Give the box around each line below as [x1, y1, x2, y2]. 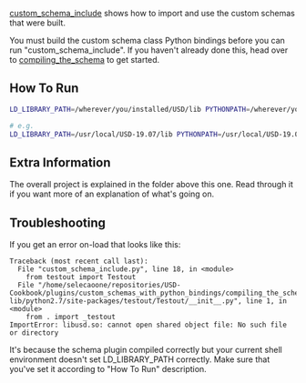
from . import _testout [25, 313, 117, 322]
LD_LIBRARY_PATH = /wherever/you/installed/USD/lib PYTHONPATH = [9, 105, 250, 114]
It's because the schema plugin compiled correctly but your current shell [9, 345, 282, 356]
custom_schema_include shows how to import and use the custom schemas [9, 8, 296, 18]
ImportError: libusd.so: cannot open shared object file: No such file [9, 320, 287, 330]
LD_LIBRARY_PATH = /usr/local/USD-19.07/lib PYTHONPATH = [9, 129, 222, 139]
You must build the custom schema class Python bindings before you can [9, 35, 285, 45]
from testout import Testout [25, 273, 137, 282]
